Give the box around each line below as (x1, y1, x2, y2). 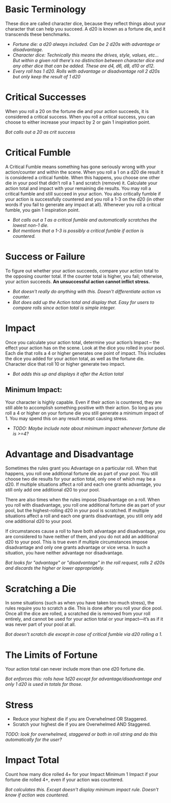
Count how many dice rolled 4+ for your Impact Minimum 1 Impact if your (5, 771, 159, 778)
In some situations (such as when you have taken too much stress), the (5, 600, 154, 606)
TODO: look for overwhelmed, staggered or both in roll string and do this (5, 731, 158, 737)
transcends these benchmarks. (5, 31, 71, 37)
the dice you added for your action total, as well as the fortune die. (5, 355, 145, 362)
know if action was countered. (5, 792, 69, 798)
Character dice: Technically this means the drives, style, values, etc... (12, 52, 159, 58)
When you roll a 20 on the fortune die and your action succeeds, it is (5, 108, 149, 114)
